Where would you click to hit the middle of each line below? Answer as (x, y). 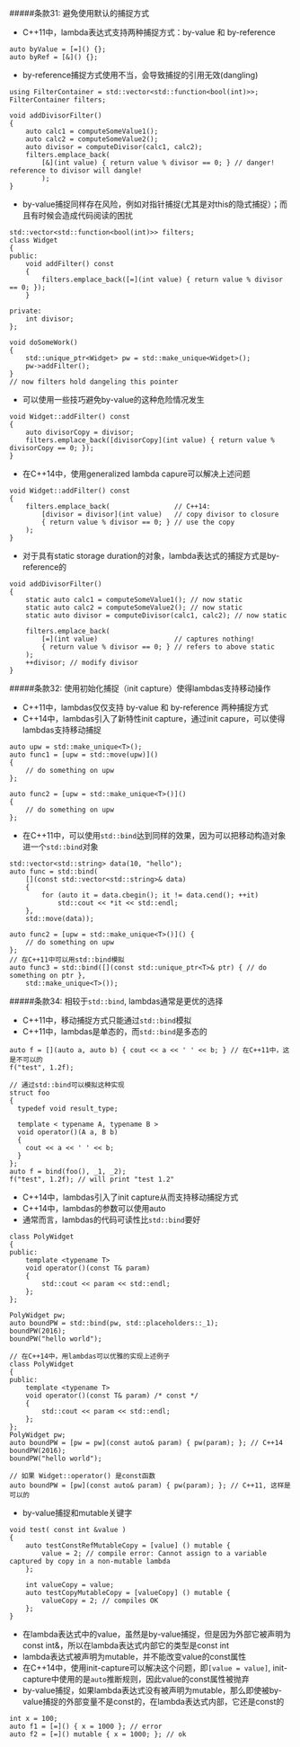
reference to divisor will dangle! (76, 171)
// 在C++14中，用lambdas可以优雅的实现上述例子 (90, 1356)
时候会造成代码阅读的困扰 (85, 215)
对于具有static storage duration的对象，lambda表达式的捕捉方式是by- (151, 556)
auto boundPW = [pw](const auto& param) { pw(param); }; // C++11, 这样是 (150, 1485)
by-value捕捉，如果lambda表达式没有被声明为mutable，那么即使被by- (152, 1690)
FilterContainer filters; (57, 100)
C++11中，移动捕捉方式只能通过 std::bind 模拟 (107, 1020)
